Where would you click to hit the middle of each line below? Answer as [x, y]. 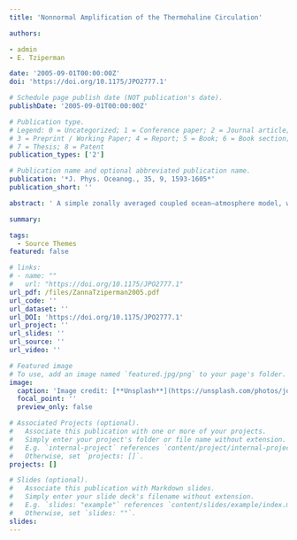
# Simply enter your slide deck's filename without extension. [132, 497]
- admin [23, 50]
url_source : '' [37, 342]
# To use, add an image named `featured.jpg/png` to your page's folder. [148, 374]
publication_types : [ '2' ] [57, 155]
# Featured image [41, 366]
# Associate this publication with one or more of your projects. [138, 431]
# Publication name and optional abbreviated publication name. [130, 171]
